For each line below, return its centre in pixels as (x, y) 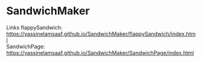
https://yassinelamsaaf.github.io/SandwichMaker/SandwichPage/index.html (100, 52)
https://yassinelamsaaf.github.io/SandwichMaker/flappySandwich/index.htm (101, 33)
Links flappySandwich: (34, 27)
